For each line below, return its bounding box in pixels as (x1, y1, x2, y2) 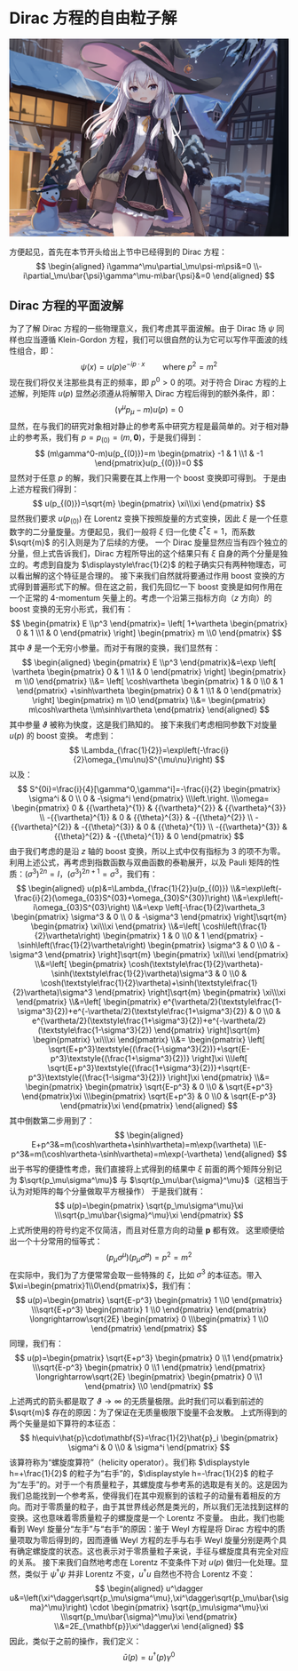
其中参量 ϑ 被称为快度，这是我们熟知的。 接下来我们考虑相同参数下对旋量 (9, 719, 278, 730)
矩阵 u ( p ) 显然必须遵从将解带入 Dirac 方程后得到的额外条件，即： (39, 388, 278, 398)
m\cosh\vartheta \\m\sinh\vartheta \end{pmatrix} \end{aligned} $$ (27, 704, 271, 716)
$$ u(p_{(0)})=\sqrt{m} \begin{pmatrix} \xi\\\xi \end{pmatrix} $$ (32, 499, 266, 509)
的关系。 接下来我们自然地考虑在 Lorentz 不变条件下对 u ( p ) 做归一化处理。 (9, 1557, 281, 1568)
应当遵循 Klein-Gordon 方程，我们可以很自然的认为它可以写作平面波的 (24, 334, 281, 345)
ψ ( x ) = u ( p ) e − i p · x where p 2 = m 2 (80, 360, 218, 372)
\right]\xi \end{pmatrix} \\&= (168, 1072, 271, 1083)
